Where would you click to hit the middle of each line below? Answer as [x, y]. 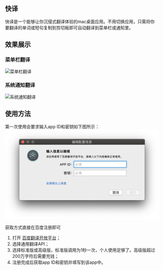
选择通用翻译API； [31, 244]
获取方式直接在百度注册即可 [33, 227]
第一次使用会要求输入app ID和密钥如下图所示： [52, 126]
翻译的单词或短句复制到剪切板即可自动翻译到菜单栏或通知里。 [71, 27]
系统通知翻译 [20, 85]
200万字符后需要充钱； [35, 256]
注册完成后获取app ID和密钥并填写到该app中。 [59, 262]
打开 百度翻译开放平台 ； [36, 238]
